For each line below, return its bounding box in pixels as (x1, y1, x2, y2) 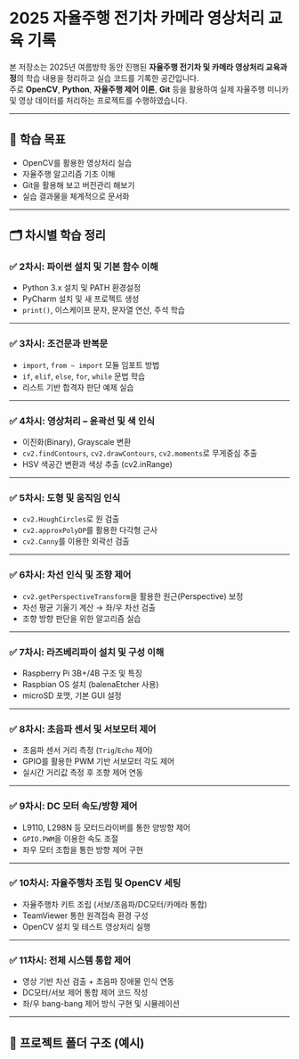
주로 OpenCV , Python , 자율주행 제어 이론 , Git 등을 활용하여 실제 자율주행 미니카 (9, 84, 289, 94)
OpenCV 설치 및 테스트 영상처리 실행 (21, 921, 151, 932)
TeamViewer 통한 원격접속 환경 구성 (21, 910, 149, 921)
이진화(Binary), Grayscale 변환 (21, 437, 132, 447)
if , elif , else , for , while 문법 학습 (21, 371, 146, 382)
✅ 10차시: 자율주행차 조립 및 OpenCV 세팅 (9, 877, 182, 890)
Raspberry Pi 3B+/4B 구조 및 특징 (21, 668, 142, 678)
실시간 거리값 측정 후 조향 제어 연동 (21, 768, 144, 778)
